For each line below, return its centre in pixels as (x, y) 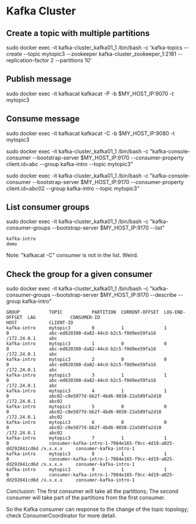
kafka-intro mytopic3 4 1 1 (87, 391)
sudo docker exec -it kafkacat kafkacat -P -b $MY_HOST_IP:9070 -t (90, 94)
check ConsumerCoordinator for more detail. (61, 516)
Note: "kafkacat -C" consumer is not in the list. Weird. (72, 255)
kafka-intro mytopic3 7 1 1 (87, 438)
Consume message (43, 119)
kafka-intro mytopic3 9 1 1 (87, 470)
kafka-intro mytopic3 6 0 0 (87, 423)
